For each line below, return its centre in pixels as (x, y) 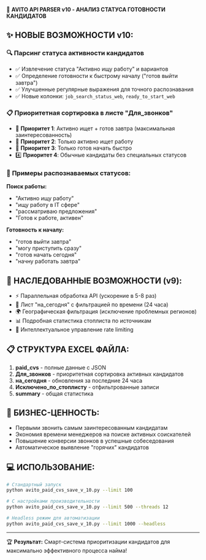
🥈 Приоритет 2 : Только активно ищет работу (74, 141)
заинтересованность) (44, 134)
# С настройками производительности (53, 501)
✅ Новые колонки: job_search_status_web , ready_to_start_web (95, 96)
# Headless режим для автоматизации (53, 518)
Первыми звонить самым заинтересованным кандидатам (91, 427)
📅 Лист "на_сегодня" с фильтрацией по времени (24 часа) (92, 305)
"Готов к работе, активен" (49, 218)
